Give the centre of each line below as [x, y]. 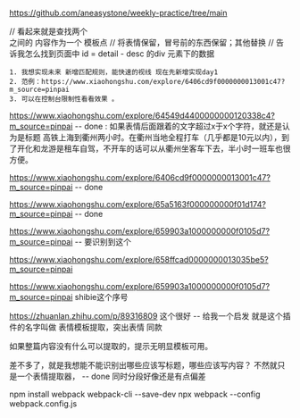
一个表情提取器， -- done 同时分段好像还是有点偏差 [112, 376]
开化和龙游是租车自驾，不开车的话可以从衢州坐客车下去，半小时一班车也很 [154, 148]
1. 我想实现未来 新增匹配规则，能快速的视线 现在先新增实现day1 [114, 72]
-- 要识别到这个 [103, 242]
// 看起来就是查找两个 [49, 31]
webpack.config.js [43, 404]
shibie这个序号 [101, 297]
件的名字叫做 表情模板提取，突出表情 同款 [86, 327]
